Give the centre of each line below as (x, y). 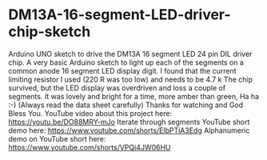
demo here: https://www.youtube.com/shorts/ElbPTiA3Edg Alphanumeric (129, 130)
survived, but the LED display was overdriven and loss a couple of (117, 88)
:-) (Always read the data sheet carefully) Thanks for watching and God (126, 105)
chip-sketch (50, 32)
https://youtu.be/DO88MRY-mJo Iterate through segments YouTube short (129, 122)
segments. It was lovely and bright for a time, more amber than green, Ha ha (134, 96)
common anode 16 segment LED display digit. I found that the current (122, 70)
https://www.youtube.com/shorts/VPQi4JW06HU (90, 147)
